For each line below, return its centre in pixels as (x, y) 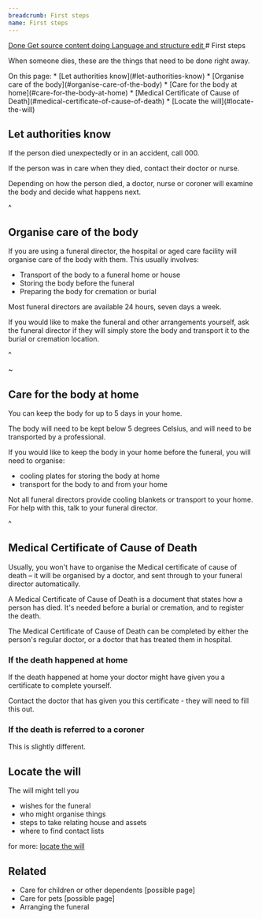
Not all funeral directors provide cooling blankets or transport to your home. (131, 499)
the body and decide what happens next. (75, 192)
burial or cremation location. (54, 339)
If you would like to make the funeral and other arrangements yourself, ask (129, 322)
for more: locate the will (46, 846)
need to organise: (37, 460)
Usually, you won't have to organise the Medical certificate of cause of (123, 567)
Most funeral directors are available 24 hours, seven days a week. (115, 307)
